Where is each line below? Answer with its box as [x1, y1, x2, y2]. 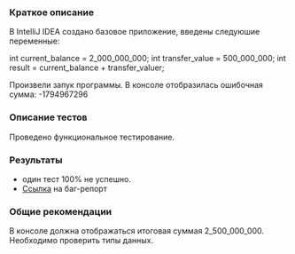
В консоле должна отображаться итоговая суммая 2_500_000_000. [9, 226, 264, 236]
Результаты [9, 154, 63, 166]
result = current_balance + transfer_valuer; [9, 62, 166, 73]
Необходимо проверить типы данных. [9, 235, 153, 246]
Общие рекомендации [9, 205, 113, 218]
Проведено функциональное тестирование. [9, 131, 175, 142]
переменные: [9, 36, 60, 46]
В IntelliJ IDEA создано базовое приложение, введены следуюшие [9, 27, 260, 37]
